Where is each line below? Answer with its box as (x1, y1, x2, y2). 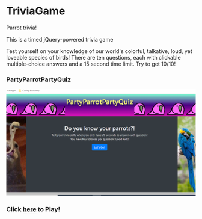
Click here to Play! (6, 205, 61, 214)
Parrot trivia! (6, 24, 37, 31)
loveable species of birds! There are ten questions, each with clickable (6, 54, 182, 61)
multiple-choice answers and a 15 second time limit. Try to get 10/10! (6, 60, 176, 67)
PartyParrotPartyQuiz (6, 75, 71, 84)
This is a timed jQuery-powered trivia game (6, 35, 114, 43)
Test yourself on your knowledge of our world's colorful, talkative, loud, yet (6, 47, 192, 55)
